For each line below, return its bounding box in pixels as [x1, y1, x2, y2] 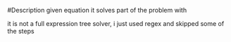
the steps [7, 27, 35, 35]
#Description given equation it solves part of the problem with [7, 6, 187, 14]
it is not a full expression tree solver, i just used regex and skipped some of [7, 20, 225, 27]
